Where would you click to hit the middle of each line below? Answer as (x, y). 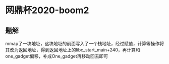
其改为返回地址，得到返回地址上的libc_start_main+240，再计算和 (73, 50)
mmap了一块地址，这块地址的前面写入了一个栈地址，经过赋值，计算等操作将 (84, 44)
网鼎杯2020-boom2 (47, 10)
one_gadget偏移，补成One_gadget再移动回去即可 (57, 56)
